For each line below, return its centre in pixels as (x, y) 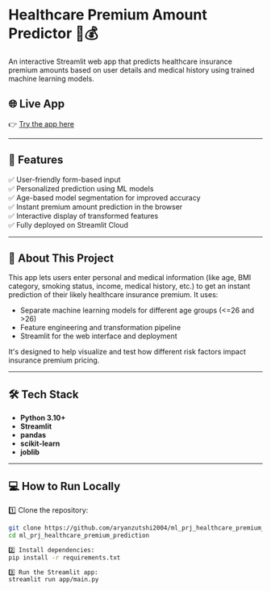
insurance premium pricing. (54, 360)
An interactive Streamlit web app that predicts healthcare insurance (120, 61)
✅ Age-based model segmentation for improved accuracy (104, 197)
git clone (25, 528)
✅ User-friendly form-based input (65, 179)
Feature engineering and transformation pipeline (100, 328)
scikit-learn (40, 444)
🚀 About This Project (61, 258)
